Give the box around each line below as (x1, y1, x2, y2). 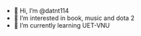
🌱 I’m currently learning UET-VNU (13, 21, 110, 29)
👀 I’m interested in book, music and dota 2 (13, 14, 135, 22)
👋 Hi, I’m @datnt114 (13, 7, 69, 15)
